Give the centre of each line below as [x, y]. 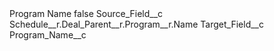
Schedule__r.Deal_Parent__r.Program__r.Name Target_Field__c [136, 24]
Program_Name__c [48, 35]
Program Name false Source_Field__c [86, 13]
